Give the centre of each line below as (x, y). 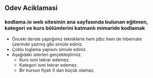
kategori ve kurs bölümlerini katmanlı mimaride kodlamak (75, 28)
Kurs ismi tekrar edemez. (44, 60)
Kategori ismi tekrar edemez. (49, 65)
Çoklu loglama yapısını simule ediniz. (49, 49)
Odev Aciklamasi (31, 8)
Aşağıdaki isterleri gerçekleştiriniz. (47, 54)
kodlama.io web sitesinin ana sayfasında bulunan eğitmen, (76, 22)
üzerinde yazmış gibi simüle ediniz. (47, 44)
